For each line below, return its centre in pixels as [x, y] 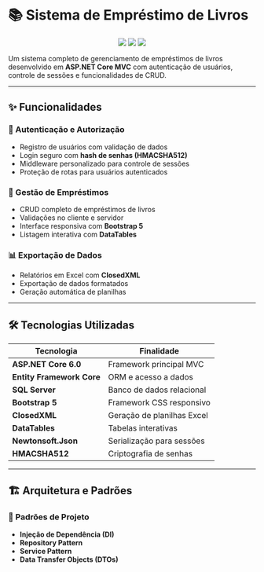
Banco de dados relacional [157, 390]
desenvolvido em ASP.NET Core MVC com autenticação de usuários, [121, 67]
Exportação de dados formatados [74, 284]
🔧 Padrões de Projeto [49, 517]
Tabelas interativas [143, 428]
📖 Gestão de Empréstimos [59, 192]
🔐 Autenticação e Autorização [66, 130]
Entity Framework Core [56, 377]
